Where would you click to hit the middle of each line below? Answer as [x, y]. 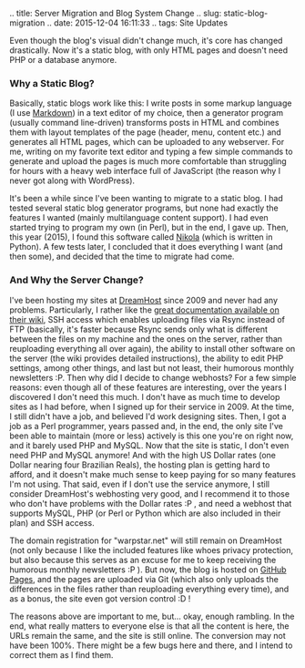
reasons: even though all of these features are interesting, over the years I [148, 387]
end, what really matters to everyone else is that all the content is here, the [149, 626]
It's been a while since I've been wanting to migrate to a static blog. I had [147, 199]
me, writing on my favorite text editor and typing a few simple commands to [151, 152]
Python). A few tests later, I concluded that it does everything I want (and [147, 247]
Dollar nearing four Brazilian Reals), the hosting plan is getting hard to [140, 465]
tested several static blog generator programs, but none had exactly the [144, 208]
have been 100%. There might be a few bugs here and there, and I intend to [151, 645]
